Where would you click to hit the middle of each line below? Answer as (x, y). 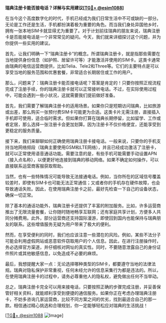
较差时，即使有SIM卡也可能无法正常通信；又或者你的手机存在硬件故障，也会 (83, 183)
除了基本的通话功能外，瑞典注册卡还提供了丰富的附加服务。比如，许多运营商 (83, 206)
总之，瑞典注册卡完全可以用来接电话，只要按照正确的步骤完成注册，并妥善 (81, 287)
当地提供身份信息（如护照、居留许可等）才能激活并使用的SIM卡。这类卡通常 (83, 60)
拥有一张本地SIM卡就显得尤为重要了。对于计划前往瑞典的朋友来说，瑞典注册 (83, 31)
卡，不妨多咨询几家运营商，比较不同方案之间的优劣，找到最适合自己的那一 (81, 299)
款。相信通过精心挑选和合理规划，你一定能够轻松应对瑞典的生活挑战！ (77, 305)
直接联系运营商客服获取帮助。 (35, 166)
